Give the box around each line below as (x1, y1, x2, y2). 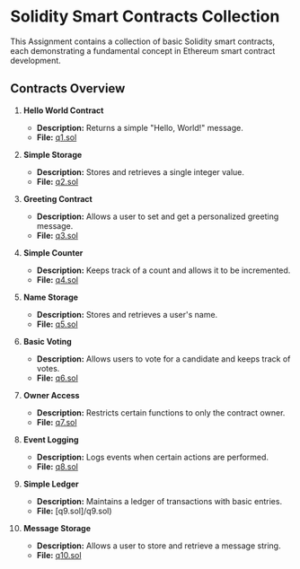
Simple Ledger (22, 478, 79, 489)
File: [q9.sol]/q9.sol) (36, 505, 112, 516)
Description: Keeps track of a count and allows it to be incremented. (36, 265, 291, 276)
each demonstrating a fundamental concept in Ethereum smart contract (10, 45, 276, 56)
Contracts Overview (10, 81, 126, 96)
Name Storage (22, 292, 79, 302)
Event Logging (22, 433, 79, 445)
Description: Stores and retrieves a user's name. (36, 309, 218, 320)
